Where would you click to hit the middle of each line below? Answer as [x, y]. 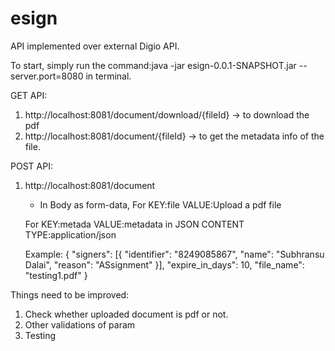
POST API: [31, 166]
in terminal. [108, 76]
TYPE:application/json [70, 234]
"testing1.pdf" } [56, 275]
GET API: [29, 95]
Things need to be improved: [70, 294]
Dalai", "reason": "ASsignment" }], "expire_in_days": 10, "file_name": [164, 264]
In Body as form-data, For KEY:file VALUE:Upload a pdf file [160, 204]
